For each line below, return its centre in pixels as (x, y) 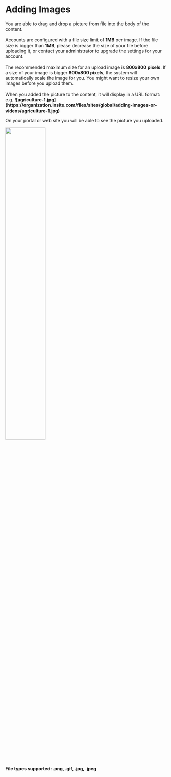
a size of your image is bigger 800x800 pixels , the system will (71, 72)
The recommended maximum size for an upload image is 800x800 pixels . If (86, 67)
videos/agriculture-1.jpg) (33, 111)
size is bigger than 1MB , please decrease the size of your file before (77, 45)
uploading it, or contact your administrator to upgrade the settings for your (84, 51)
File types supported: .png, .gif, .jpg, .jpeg (51, 768)
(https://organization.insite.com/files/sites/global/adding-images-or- (81, 105)
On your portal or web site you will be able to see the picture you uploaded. (84, 120)
